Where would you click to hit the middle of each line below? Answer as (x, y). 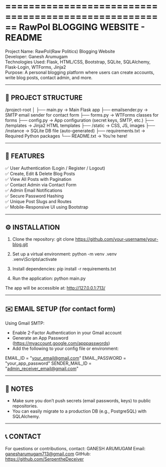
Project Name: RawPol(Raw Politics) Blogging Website (60, 51)
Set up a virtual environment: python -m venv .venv (64, 254)
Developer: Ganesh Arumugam (37, 56)
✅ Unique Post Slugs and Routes (38, 201)
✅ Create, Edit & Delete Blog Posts (40, 173)
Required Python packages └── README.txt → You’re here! (66, 136)
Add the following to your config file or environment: (65, 348)
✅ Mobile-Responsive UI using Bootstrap (47, 207)
